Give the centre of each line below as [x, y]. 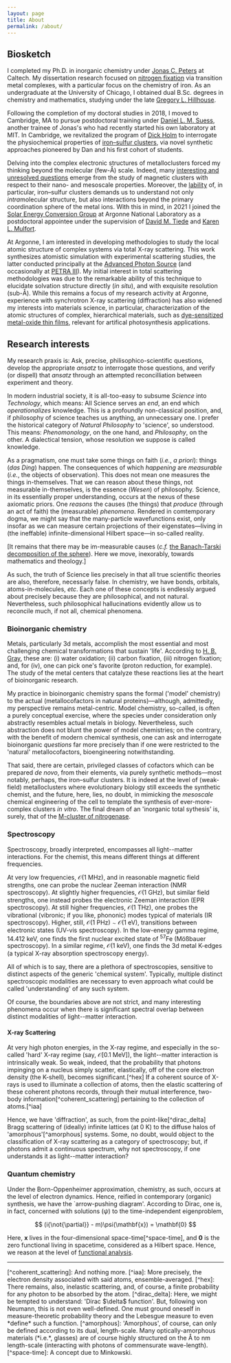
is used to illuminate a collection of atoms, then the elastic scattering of [122, 1085]
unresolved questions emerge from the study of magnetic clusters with [108, 178]
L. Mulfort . [22, 229]
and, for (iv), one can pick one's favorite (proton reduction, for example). [110, 666]
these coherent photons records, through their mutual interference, [102, 1092]
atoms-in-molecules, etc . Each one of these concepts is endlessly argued [112, 589]
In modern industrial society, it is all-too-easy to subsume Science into [107, 396]
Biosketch [29, 54]
